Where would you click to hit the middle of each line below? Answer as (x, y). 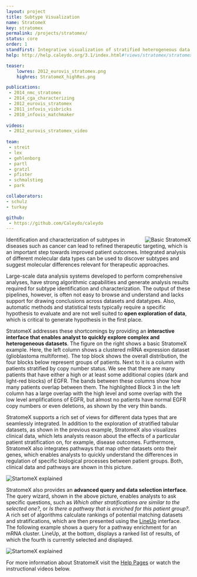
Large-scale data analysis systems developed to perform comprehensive (94, 276)
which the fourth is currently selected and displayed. (70, 540)
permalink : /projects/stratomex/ (47, 33)
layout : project (26, 11)
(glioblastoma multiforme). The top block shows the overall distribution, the (97, 356)
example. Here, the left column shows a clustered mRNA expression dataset (98, 350)
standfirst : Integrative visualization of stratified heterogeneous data (98, 50)
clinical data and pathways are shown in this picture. (69, 467)
